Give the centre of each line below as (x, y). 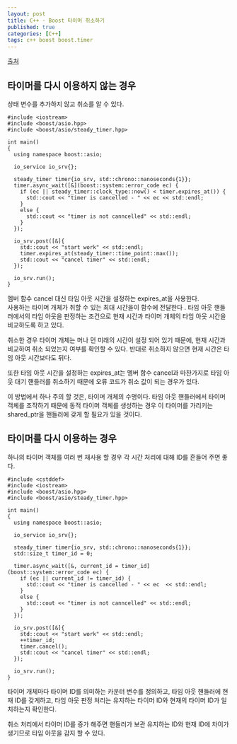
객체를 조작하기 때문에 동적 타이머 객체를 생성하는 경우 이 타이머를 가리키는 (110, 405)
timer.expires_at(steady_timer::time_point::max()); (99, 253)
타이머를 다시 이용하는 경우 (62, 439)
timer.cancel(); (44, 646)
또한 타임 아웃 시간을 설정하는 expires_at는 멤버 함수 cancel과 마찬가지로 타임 (115, 373)
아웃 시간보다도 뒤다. (43, 357)
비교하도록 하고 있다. (36, 325)
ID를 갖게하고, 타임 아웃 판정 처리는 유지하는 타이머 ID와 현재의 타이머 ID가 (117, 700)
